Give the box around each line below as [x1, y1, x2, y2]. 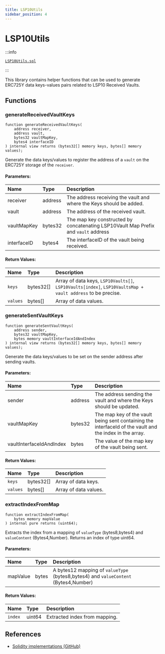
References [5, 630, 41, 639]
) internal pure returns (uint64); [5, 521, 78, 526]
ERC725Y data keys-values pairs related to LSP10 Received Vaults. [5, 82, 140, 88]
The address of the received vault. [66, 208, 146, 215]
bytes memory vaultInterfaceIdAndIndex [14, 336, 96, 341]
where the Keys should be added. [66, 200, 144, 207]
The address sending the [95, 391, 152, 398]
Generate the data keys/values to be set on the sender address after [5, 353, 143, 359]
